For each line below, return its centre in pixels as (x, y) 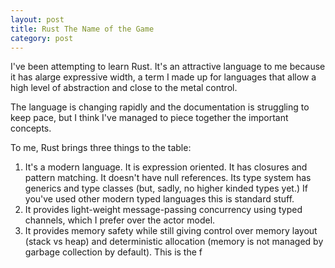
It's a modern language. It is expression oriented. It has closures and (166, 167)
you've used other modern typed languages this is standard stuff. (159, 199)
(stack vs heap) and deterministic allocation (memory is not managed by (174, 242)
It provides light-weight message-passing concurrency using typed (163, 210)
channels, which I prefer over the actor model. (120, 220)
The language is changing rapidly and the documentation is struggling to (160, 107)
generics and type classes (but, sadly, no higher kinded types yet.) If (166, 188)
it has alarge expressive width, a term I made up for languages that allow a (163, 77)
